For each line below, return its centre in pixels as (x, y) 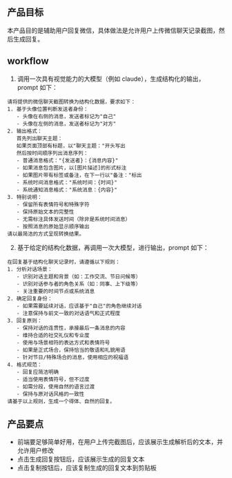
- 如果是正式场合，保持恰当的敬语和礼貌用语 (71, 350)
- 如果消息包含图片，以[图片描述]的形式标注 (71, 168)
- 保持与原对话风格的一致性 (50, 394)
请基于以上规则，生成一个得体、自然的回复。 (61, 401)
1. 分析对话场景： (30, 269)
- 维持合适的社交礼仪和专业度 (53, 335)
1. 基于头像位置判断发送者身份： (48, 109)
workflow (28, 61)
